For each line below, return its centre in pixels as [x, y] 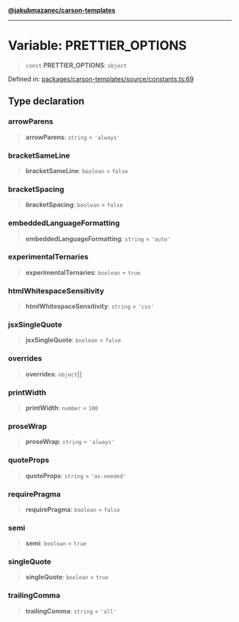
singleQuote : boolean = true [67, 577]
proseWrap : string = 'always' [70, 442]
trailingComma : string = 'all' [71, 611]
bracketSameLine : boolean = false [77, 170]
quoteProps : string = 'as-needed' [76, 476]
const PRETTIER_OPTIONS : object [76, 65]
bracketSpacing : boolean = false [74, 204]
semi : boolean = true [56, 543]
